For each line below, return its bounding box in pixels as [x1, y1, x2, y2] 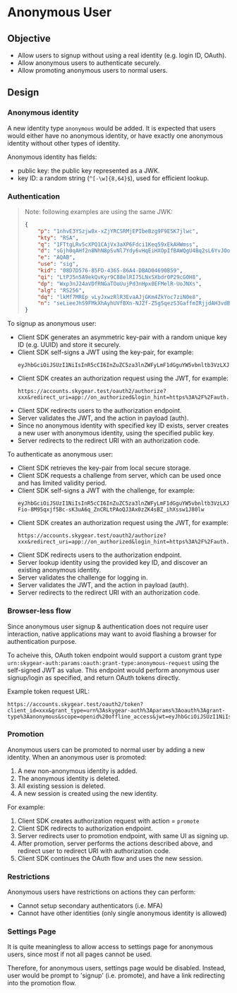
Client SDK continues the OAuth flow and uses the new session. [17, 854, 203, 862]
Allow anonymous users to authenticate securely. [17, 59, 161, 67]
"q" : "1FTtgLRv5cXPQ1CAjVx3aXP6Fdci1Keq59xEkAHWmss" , [37, 241, 199, 248]
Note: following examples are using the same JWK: [24, 207, 173, 216]
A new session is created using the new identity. [17, 789, 159, 797]
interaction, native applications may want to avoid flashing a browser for [7, 630, 217, 638]
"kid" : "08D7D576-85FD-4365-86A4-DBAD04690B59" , [37, 267, 183, 274]
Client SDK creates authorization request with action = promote [17, 816, 200, 825]
